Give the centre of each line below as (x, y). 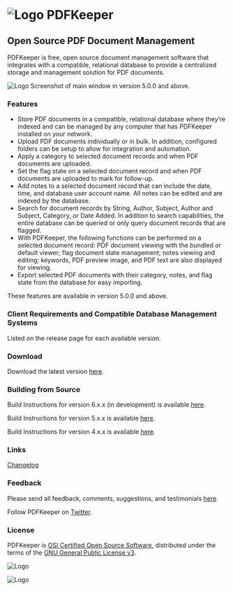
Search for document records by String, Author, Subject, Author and (115, 208)
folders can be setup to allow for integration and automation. (104, 149)
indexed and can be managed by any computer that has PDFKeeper (115, 126)
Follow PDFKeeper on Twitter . (50, 512)
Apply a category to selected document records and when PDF (108, 156)
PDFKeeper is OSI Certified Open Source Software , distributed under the (112, 546)
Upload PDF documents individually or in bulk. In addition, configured (117, 141)
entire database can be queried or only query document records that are (121, 223)
